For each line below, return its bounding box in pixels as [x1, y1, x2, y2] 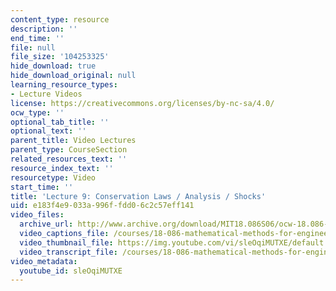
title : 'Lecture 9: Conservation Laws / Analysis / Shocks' [10, 191, 267, 201]
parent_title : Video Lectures [10, 136, 137, 146]
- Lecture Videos [10, 89, 83, 99]
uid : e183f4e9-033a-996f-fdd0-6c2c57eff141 [10, 201, 195, 211]
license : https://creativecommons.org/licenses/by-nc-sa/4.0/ [10, 98, 275, 108]
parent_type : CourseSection [10, 145, 128, 155]
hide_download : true [10, 61, 97, 71]
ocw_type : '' [10, 107, 65, 118]
